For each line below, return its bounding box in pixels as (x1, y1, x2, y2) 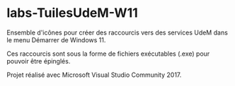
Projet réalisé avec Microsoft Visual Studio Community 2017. (6, 70, 182, 79)
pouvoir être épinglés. (6, 56, 71, 65)
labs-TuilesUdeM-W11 (6, 5, 139, 21)
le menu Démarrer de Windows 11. (6, 35, 106, 44)
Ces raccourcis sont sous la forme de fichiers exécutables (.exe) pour (6, 49, 210, 58)
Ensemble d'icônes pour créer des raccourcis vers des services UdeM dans (6, 28, 228, 37)
